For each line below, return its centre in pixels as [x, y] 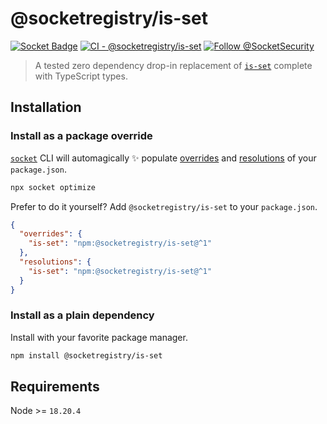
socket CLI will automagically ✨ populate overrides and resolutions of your [163, 158]
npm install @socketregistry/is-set [86, 355]
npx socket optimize [53, 187]
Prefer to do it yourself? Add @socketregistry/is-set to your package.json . [164, 206]
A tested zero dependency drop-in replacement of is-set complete [173, 65]
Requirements [55, 387]
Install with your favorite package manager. [99, 337]
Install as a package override [81, 136]
